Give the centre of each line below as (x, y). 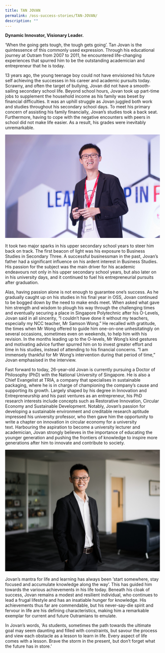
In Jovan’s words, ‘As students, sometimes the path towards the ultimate (78, 625)
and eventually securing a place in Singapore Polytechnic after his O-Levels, (82, 313)
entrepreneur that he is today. (35, 66)
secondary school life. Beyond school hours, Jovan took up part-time (89, 91)
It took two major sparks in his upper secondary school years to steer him (80, 246)
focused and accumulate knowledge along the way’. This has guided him (79, 584)
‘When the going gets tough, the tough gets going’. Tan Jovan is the (74, 45)
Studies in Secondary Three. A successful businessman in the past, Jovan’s (82, 257)
